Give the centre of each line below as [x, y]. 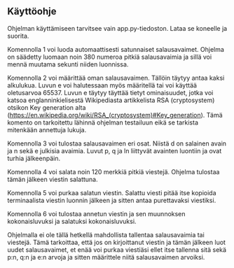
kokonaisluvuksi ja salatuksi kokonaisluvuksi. [72, 221]
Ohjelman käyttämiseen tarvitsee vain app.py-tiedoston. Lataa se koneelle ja [117, 28]
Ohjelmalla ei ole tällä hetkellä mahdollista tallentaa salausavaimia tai [106, 234]
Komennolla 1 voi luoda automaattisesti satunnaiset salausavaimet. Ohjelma [116, 49]
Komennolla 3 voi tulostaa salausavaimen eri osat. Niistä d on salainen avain [117, 143]
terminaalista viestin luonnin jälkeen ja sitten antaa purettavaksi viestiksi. [112, 200]
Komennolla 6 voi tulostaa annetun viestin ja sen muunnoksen [96, 213]
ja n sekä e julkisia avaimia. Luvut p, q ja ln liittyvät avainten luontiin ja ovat [115, 150]
